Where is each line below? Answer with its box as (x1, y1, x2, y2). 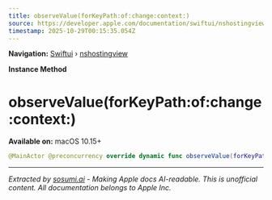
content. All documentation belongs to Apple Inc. (8, 183, 172, 193)
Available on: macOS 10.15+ (8, 136, 102, 146)
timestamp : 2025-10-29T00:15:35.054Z (8, 27, 136, 35)
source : (8, 19, 35, 27)
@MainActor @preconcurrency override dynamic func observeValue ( (8, 152, 233, 160)
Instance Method (8, 65, 67, 74)
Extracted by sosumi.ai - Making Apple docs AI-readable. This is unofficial (8, 174, 257, 184)
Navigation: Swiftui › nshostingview (8, 49, 128, 59)
